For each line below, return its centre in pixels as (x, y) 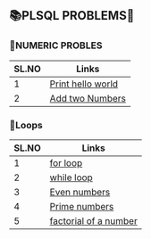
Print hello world (84, 84)
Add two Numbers (88, 98)
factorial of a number (94, 220)
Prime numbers (82, 206)
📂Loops (26, 125)
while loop (71, 177)
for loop (66, 162)
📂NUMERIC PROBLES (56, 45)
